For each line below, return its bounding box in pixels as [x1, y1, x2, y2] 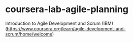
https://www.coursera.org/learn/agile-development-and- [7, 25, 126, 31]
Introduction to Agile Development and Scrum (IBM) [5, 20, 113, 26]
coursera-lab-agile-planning [5, 4, 128, 15]
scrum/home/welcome [5, 31, 52, 37]
